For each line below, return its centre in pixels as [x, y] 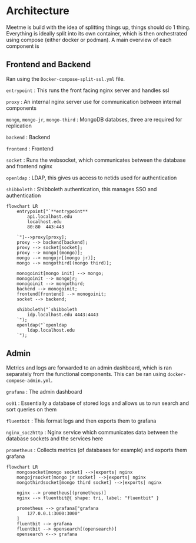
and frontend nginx [29, 166]
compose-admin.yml [29, 381]
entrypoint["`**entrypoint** [52, 211]
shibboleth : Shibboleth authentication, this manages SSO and [82, 189]
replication [19, 126]
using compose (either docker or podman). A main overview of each [89, 40]
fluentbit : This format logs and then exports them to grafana [81, 421]
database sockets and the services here [55, 439]
